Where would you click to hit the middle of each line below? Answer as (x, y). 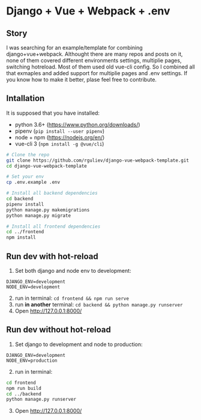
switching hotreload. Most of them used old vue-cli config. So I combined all (100, 67)
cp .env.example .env (33, 182)
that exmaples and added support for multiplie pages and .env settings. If (97, 73)
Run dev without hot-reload (58, 330)
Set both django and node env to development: (73, 271)
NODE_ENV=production (32, 361)
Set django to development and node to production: (79, 344)
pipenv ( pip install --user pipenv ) (60, 131)
